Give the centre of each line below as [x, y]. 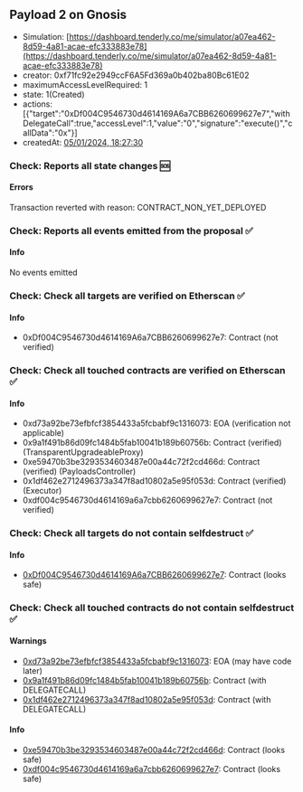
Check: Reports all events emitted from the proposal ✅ [131, 231]
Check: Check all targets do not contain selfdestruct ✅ [132, 533]
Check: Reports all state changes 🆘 [90, 165]
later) [33, 670]
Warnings [28, 640]
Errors [21, 187]
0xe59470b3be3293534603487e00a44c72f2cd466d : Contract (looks [154, 750]
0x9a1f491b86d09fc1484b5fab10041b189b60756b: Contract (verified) [152, 443]
